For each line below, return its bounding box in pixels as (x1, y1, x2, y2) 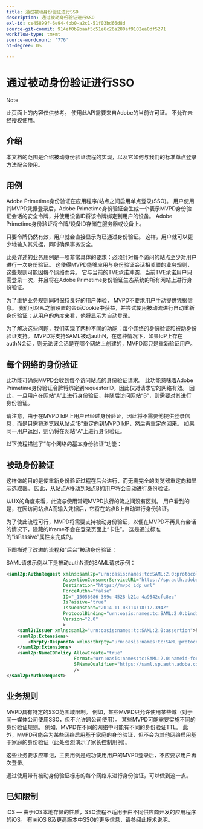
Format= (73, 656, 94, 662)
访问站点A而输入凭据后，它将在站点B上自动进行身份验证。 (27, 505, 172, 512)
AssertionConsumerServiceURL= (63, 577, 139, 583)
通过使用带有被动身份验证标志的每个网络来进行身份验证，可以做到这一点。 (6, 771, 192, 779)
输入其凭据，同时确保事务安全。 (16, 241, 97, 248)
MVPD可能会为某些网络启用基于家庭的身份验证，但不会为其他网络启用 (16, 731, 192, 738)
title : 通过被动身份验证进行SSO (6, 8, 79, 15)
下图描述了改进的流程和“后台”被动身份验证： (6, 546, 117, 554)
